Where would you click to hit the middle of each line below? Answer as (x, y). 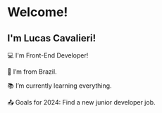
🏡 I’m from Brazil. (32, 72)
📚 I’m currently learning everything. (60, 86)
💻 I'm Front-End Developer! (48, 55)
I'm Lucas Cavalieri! (52, 38)
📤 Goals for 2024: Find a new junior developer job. (82, 102)
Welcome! (38, 12)
